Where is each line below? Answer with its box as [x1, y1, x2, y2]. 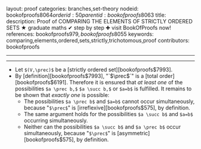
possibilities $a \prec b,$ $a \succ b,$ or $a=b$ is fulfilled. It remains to [14, 85, 192, 92]
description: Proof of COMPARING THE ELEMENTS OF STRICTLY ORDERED [6, 18, 193, 25]
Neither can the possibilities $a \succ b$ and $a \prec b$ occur [23, 123, 181, 130]
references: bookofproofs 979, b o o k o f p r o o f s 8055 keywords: [6, 31, 154, 38]
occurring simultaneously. [23, 117, 89, 124]
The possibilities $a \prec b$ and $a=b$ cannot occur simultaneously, [23, 98, 195, 105]
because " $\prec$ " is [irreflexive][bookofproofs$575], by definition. [23, 104, 190, 111]
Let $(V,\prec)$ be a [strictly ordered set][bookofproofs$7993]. [14, 66, 173, 73]
